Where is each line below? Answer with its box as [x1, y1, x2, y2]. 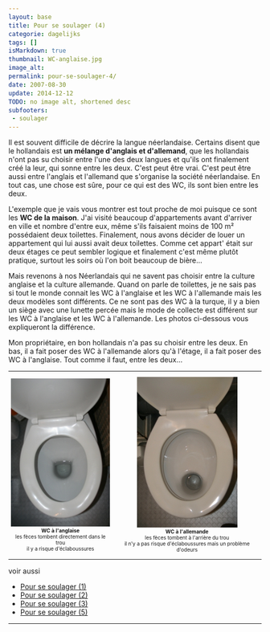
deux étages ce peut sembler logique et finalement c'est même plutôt [8, 247, 239, 257]
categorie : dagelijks [8, 30, 81, 38]
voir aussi [8, 566, 40, 576]
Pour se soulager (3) [19, 598, 88, 608]
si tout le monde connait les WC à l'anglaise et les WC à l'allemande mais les [8, 288, 262, 298]
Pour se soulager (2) [19, 590, 88, 600]
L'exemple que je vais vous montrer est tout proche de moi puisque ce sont [8, 205, 257, 214]
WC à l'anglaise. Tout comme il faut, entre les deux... [8, 355, 183, 365]
